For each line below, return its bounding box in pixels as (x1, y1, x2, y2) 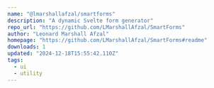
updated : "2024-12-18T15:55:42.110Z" (7, 50, 119, 57)
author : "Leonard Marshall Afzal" (7, 30, 110, 38)
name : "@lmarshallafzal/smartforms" (7, 10, 116, 18)
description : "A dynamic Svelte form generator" (7, 17, 154, 24)
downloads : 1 (7, 43, 46, 50)
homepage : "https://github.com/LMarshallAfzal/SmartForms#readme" (7, 37, 208, 44)
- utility (13, 70, 43, 77)
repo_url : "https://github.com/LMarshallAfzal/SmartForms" (7, 23, 186, 31)
